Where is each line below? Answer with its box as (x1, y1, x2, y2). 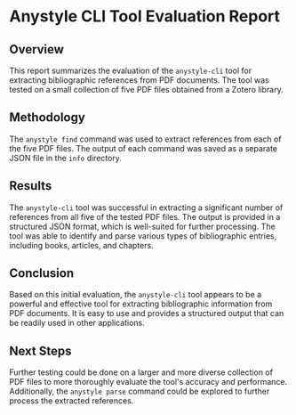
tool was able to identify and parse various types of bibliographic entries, (9, 230, 277, 241)
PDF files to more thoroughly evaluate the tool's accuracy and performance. (9, 377, 288, 387)
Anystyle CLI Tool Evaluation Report (9, 6, 281, 27)
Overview (9, 42, 65, 57)
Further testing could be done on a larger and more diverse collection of (9, 367, 274, 378)
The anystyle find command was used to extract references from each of (9, 134, 282, 144)
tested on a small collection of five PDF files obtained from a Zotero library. (9, 85, 284, 94)
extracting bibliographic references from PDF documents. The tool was (9, 75, 269, 85)
